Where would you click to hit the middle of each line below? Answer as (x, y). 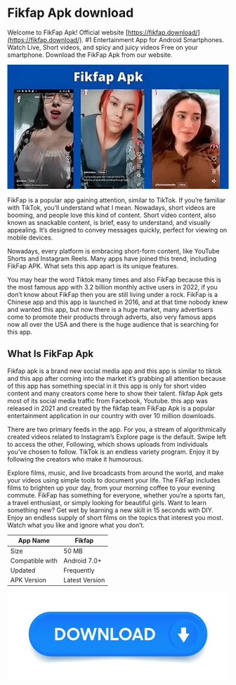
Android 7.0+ (83, 561)
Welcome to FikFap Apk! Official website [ (68, 32)
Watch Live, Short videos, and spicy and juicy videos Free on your (103, 47)
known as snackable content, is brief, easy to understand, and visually (109, 223)
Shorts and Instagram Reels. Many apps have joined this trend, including (112, 259)
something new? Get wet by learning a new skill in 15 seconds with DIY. (111, 510)
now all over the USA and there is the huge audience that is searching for (113, 325)
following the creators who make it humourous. (76, 459)
